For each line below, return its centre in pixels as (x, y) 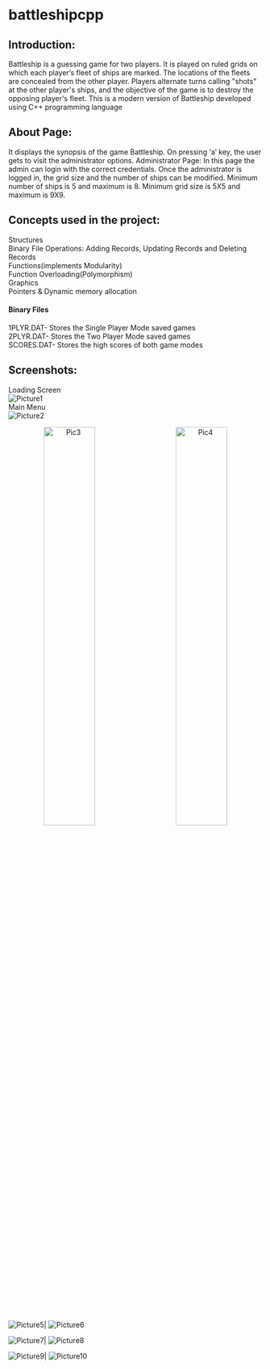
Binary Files (29, 310)
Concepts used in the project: (84, 220)
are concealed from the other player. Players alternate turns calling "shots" (133, 81)
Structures (26, 239)
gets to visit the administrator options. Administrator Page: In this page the (132, 160)
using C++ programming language (65, 107)
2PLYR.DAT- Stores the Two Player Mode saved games (100, 336)
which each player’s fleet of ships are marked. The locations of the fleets (129, 73)
